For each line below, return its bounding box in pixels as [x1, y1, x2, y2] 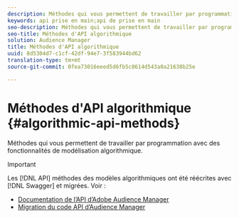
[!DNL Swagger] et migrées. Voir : [7, 181, 107, 190]
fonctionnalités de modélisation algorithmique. [7, 146, 144, 155]
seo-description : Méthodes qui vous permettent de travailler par [7, 23, 208, 31]
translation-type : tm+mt [7, 57, 81, 64]
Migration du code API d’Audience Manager [17, 202, 146, 211]
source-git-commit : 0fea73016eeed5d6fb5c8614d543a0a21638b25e [7, 63, 196, 70]
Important [7, 160, 36, 168]
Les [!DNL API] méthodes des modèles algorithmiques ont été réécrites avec [7, 173, 232, 182]
